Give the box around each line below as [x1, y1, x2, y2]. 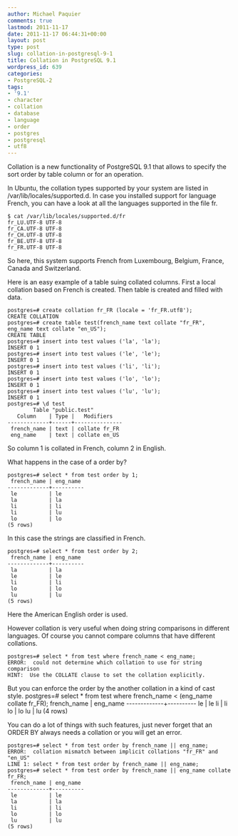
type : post [7, 43, 40, 51]
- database [7, 110, 40, 117]
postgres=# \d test [7, 401, 66, 408]
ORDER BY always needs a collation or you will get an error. [7, 728, 182, 737]
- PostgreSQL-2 [7, 76, 53, 84]
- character [7, 97, 43, 104]
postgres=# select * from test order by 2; [7, 548, 139, 555]
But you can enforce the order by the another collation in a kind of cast [7, 684, 215, 693]
